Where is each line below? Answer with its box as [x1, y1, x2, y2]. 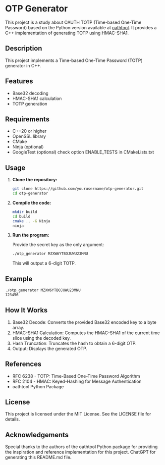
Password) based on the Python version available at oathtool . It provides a [5, 24, 157, 30]
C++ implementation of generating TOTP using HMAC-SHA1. [5, 30, 129, 36]
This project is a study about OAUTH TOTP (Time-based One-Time [5, 19, 142, 25]
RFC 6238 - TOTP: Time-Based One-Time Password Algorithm [12, 373, 140, 379]
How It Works [5, 306, 48, 314]
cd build [12, 214, 31, 219]
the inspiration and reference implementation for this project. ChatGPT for [5, 449, 156, 455]
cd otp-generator [12, 191, 49, 196]
